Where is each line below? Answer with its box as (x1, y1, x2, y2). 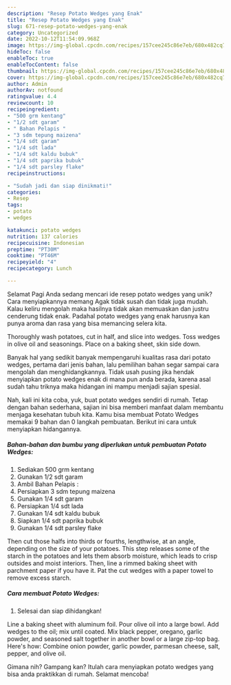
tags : (7, 202, 23, 208)
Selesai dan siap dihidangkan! (16, 607, 102, 615)
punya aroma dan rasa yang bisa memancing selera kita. (7, 319, 167, 327)
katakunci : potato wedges (7, 226, 81, 234)
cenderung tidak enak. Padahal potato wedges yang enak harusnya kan (7, 312, 210, 320)
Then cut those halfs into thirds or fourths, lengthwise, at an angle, (7, 537, 196, 545)
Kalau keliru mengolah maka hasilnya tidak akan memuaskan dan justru (7, 304, 209, 313)
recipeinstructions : (7, 170, 67, 177)
